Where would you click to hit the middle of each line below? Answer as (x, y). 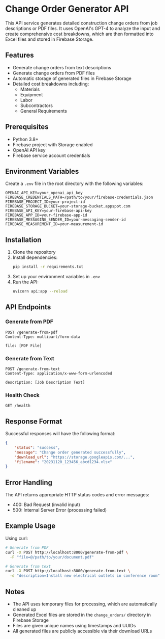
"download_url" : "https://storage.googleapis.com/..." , (75, 457)
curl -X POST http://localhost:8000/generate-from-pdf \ (67, 552)
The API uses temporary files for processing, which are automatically (85, 604)
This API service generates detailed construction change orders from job (81, 23)
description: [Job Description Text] (45, 382)
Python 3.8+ (26, 139)
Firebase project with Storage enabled (53, 144)
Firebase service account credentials (51, 155)
